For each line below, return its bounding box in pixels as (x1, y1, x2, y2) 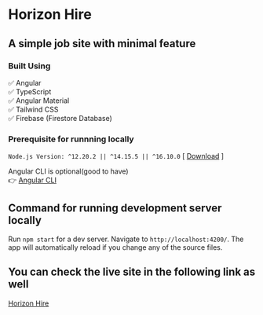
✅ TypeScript (8, 86, 52, 96)
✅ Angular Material (8, 96, 70, 105)
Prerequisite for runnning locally (8, 134, 135, 145)
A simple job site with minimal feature (8, 37, 196, 50)
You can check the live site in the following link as (8, 266, 256, 279)
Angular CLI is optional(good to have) (8, 167, 129, 176)
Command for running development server (8, 201, 222, 214)
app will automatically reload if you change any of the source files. (8, 242, 223, 252)
